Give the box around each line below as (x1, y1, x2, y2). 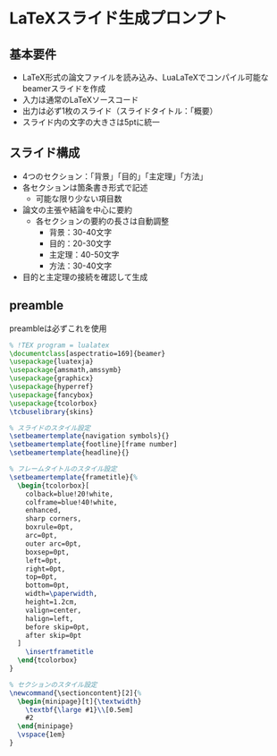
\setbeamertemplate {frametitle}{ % (9, 472, 138, 481)
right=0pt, (25, 565, 66, 573)
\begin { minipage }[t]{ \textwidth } (17, 697, 142, 706)
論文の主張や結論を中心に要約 (21, 204, 132, 215)
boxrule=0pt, (25, 522, 74, 532)
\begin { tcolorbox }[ (17, 480, 90, 490)
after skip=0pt (25, 631, 82, 640)
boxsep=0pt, (25, 548, 70, 556)
